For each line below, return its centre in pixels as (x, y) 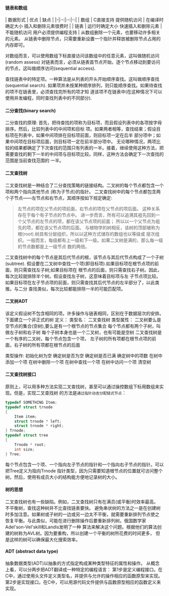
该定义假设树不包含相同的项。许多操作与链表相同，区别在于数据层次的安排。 (84, 313)
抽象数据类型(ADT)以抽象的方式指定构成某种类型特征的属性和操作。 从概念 (82, 563)
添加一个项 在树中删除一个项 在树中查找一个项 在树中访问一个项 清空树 (78, 362)
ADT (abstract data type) (32, 551)
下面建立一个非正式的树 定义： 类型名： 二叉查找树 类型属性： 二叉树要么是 (83, 319)
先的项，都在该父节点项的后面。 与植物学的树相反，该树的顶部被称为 (89, 228)
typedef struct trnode (29, 407)
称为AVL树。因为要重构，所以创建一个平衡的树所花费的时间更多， (87, 533)
